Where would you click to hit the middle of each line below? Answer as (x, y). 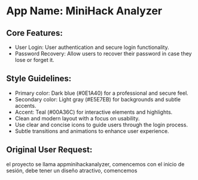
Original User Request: (49, 150)
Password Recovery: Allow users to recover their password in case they (103, 54)
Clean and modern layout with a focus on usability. (77, 118)
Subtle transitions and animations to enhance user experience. (92, 131)
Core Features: (34, 33)
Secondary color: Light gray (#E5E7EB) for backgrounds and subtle (98, 99)
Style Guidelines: (39, 79)
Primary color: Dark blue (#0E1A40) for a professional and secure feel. (101, 93)
